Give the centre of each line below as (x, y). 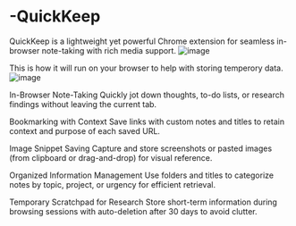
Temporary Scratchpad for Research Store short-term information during (143, 202)
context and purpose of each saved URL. (85, 130)
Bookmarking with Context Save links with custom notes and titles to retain (147, 121)
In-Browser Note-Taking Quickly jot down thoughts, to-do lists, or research (147, 95)
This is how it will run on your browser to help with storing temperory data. (146, 68)
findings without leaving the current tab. (83, 104)
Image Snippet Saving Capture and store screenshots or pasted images (141, 148)
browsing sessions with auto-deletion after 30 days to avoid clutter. (133, 211)
